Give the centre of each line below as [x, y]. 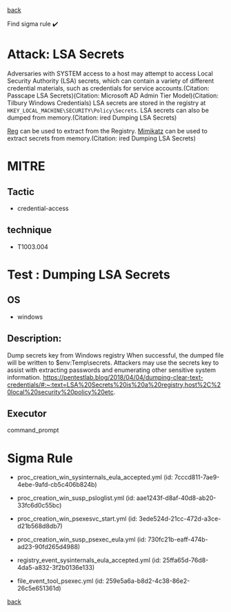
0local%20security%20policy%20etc [60, 392]
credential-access [43, 208]
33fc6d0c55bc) [39, 506]
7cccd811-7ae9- [197, 477]
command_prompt [33, 430]
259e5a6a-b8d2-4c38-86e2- [148, 581]
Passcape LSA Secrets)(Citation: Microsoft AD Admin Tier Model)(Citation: [113, 95]
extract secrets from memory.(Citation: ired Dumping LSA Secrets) [102, 138]
